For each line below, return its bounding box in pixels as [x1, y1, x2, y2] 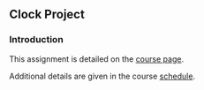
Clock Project [9, 7, 86, 22]
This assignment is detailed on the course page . [9, 53, 184, 64]
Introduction [9, 34, 64, 46]
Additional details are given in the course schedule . [9, 71, 196, 81]
